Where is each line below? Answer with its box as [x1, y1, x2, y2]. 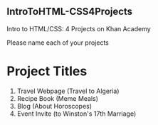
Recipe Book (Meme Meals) [16, 94, 99, 102]
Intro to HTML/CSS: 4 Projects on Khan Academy [6, 24, 151, 33]
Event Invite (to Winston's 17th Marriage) [16, 109, 137, 118]
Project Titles [6, 63, 88, 79]
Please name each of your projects [6, 38, 110, 47]
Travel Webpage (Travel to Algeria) [16, 87, 120, 95]
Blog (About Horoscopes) [16, 102, 93, 110]
